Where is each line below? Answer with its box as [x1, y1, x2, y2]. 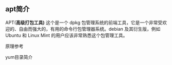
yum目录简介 [5, 54, 33, 60]
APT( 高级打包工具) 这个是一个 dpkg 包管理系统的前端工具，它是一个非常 [5, 19, 158, 26]
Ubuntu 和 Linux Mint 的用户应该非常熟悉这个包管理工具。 [5, 32, 128, 38]
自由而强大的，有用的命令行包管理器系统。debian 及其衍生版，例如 [18, 26, 161, 32]
